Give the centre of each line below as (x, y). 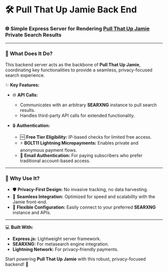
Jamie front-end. (30, 202)
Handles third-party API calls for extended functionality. (77, 115)
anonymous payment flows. (48, 150)
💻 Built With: (19, 227)
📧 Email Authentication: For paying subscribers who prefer (81, 155)
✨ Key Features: (22, 85)
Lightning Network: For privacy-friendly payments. (65, 250)
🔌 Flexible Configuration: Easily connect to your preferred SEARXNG (84, 207)
